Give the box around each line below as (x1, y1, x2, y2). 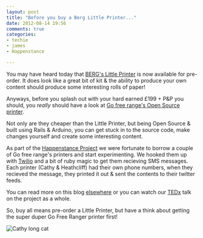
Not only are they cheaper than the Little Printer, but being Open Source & (6, 120, 191, 127)
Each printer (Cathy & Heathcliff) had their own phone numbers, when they (6, 163, 193, 171)
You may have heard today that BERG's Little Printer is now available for (6, 70, 185, 78)
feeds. (6, 177, 22, 184)
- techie (6, 37, 28, 43)
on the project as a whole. (6, 195, 72, 202)
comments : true (6, 25, 45, 32)
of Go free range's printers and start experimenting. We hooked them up (6, 151, 187, 158)
